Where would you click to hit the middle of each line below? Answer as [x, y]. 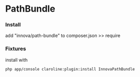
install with [16, 60]
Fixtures [16, 49]
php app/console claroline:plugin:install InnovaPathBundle [70, 69]
